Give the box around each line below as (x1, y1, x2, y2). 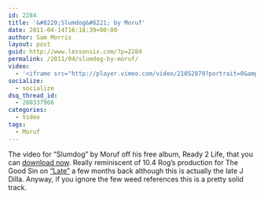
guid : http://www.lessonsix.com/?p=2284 (8, 48, 143, 56)
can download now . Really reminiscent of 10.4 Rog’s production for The (8, 157, 238, 167)
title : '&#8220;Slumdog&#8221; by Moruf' (8, 19, 146, 27)
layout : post (8, 41, 51, 49)
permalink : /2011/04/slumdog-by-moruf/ (8, 56, 139, 63)
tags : (8, 121, 26, 128)
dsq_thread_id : (8, 92, 58, 99)
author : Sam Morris (8, 33, 72, 41)
